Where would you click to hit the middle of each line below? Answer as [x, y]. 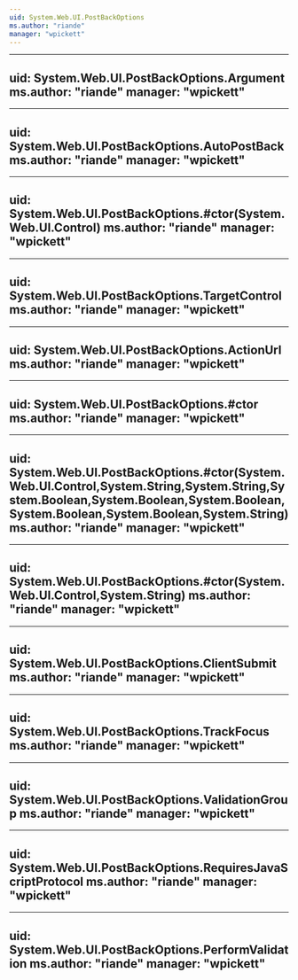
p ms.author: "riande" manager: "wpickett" [132, 813]
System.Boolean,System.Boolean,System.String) [149, 513]
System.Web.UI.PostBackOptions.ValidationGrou [149, 800]
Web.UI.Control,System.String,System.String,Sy [147, 486]
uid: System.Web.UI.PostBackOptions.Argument [147, 78]
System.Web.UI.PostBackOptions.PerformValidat [149, 949]
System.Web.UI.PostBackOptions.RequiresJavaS [149, 868]
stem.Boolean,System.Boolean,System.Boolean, [147, 500]
